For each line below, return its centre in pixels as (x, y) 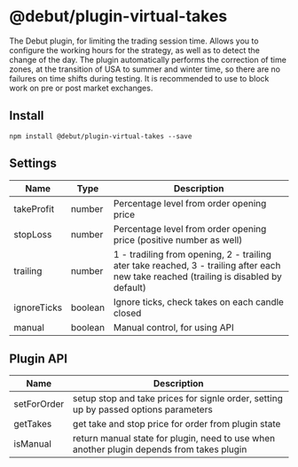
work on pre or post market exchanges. (81, 88)
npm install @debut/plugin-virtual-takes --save (101, 136)
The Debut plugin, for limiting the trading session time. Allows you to (134, 41)
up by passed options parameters (142, 409)
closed (127, 313)
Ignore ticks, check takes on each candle (198, 301)
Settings (33, 163)
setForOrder (39, 404)
